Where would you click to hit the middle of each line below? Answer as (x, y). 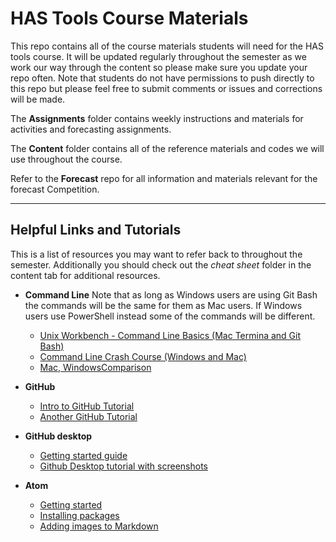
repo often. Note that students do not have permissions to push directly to (162, 78)
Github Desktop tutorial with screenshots (124, 466)
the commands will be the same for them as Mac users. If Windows (163, 305)
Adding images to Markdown (99, 526)
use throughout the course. (66, 159)
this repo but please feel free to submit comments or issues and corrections (166, 88)
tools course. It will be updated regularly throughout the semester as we (158, 56)
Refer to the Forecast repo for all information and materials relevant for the (164, 178)
